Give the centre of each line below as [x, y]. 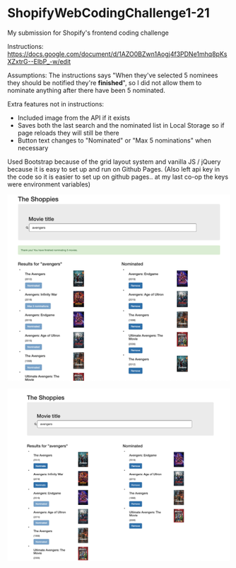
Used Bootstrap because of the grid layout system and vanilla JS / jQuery [114, 162]
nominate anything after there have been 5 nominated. [87, 90]
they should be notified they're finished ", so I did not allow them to [105, 82]
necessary [33, 147]
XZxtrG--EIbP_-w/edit [39, 61]
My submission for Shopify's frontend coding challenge [88, 33]
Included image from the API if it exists [74, 118]
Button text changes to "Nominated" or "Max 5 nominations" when [114, 140]
